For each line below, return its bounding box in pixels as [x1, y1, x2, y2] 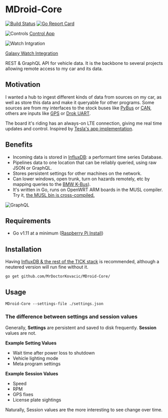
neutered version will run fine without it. [5, 264, 89, 270]
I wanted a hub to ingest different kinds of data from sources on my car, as [5, 94, 162, 100]
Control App [29, 30, 55, 36]
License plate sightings [12, 397, 62, 403]
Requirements [5, 216, 51, 225]
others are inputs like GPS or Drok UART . [5, 110, 91, 116]
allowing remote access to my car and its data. [5, 65, 103, 72]
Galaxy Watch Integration [5, 50, 59, 56]
